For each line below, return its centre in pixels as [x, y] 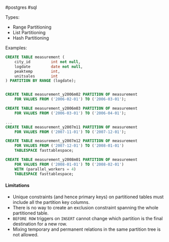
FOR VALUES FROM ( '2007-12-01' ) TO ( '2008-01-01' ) [69, 146]
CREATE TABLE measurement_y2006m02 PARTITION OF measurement [72, 95]
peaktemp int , [37, 71]
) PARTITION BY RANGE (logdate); [41, 81]
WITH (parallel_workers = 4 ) [45, 169]
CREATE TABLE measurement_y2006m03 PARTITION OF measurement [72, 109]
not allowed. [25, 234]
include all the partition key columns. [51, 202]
